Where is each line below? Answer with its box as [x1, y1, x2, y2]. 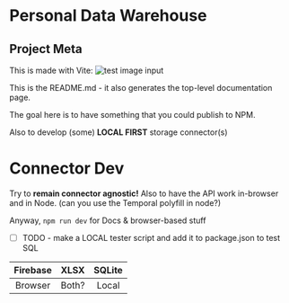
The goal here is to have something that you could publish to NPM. [9, 110, 256, 120]
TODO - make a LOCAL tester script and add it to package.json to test [22, 232, 281, 243]
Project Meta [9, 41, 83, 57]
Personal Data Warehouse [9, 5, 207, 26]
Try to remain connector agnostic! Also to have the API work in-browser [9, 188, 279, 199]
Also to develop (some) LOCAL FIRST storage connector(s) [9, 127, 228, 138]
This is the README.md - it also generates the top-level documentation [9, 83, 273, 93]
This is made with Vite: [9, 65, 93, 76]
